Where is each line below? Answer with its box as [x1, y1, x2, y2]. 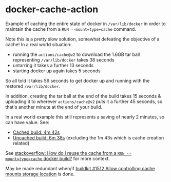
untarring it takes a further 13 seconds [12, 62, 94, 68]
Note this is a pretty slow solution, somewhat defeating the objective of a [5, 36, 160, 42]
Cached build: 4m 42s [12, 129, 60, 135]
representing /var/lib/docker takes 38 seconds [12, 56, 115, 63]
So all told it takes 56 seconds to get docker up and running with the [5, 77, 150, 84]
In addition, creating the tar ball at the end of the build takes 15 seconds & [5, 93, 161, 99]
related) [12, 140, 30, 146]
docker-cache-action [5, 4, 99, 15]
